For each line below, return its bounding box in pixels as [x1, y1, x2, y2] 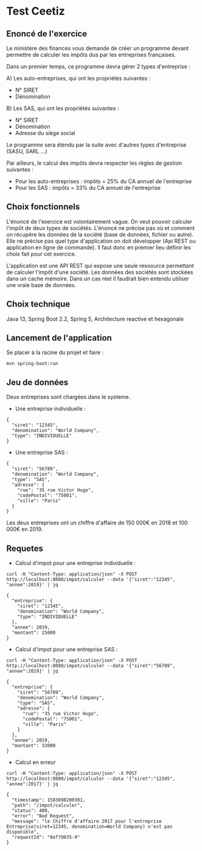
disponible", [6, 829, 40, 835]
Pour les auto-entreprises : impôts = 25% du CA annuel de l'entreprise [15, 178, 192, 185]
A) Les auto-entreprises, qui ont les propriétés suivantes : [6, 75, 151, 82]
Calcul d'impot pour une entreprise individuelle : [15, 560, 136, 567]
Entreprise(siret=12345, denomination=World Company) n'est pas [6, 824, 173, 830]
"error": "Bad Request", [12, 813, 75, 819]
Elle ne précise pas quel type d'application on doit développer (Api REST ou [6, 237, 196, 245]
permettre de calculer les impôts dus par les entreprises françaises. [6, 51, 176, 58]
